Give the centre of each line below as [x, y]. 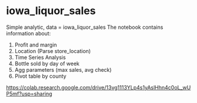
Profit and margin [36, 45]
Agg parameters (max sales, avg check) [63, 69]
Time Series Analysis [40, 57]
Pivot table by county [40, 76]
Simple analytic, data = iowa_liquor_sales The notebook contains [85, 27]
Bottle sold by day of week [47, 64]
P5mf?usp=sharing [29, 94]
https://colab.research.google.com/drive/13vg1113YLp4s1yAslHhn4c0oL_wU [98, 87]
